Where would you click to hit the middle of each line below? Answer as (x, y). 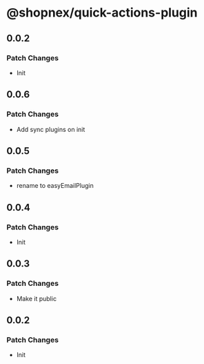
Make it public (36, 298)
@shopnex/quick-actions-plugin (102, 13)
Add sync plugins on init (51, 129)
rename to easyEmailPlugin (55, 186)
